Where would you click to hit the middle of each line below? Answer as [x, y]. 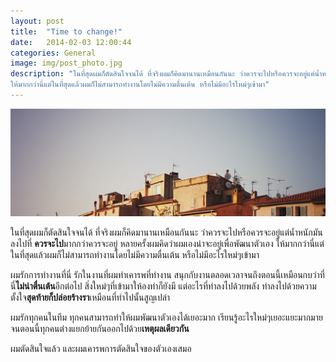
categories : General [53, 53]
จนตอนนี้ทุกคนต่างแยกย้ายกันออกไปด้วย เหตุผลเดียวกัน [100, 329]
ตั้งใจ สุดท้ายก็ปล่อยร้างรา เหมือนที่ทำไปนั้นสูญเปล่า [90, 297]
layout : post [37, 21]
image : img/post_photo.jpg [66, 63]
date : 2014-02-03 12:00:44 [71, 42]
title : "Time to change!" [66, 31]
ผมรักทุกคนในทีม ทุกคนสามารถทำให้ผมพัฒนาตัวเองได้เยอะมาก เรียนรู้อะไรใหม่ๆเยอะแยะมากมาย [166, 317]
